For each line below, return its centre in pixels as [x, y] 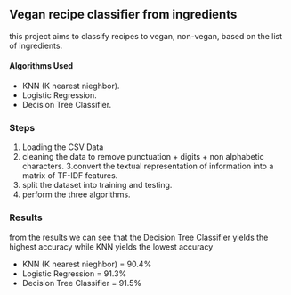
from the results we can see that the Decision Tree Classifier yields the [139, 237]
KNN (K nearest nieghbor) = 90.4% [87, 264]
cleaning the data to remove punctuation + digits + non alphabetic [143, 157]
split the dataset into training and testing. [97, 185]
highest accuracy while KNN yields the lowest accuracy [111, 246]
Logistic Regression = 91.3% [74, 273]
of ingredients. [36, 45]
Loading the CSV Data [63, 147]
